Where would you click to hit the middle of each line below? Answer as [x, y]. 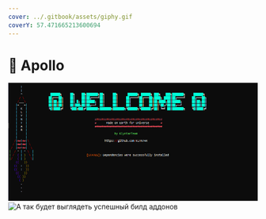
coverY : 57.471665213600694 [55, 25]
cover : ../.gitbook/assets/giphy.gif [70, 17]
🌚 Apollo [36, 65]
